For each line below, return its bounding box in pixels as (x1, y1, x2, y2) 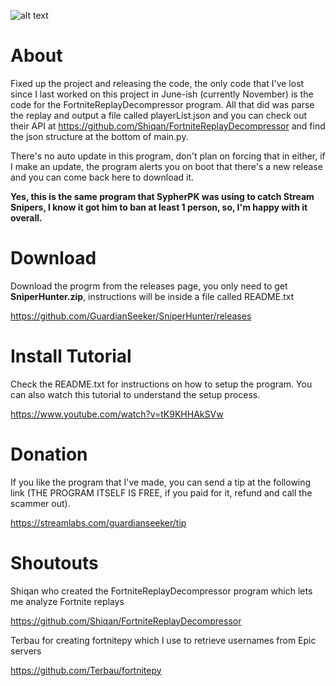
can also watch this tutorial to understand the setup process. (10, 388, 261, 400)
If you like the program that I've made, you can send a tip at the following (10, 476, 312, 488)
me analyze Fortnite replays (10, 595, 125, 607)
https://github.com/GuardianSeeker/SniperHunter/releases (10, 310, 252, 322)
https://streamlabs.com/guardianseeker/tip (10, 516, 187, 529)
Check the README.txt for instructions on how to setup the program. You (10, 378, 313, 390)
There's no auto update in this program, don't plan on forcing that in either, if (10, 150, 326, 162)
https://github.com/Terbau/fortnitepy (10, 664, 162, 676)
